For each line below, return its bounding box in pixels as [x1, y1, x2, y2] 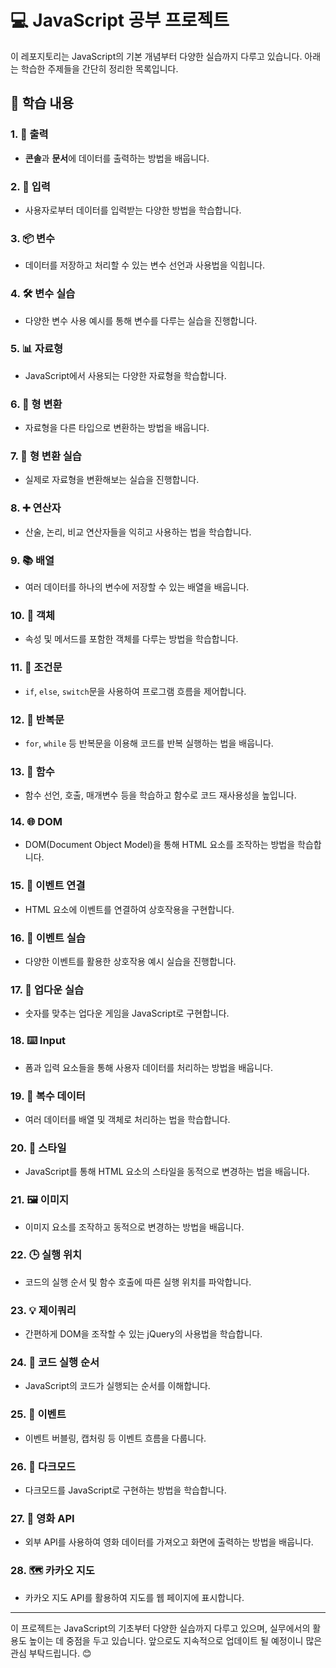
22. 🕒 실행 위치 [10, 1248, 82, 1262]
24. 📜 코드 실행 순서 [10, 1356, 100, 1370]
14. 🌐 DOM [10, 815, 63, 829]
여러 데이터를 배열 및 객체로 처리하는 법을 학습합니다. [24, 1113, 231, 1125]
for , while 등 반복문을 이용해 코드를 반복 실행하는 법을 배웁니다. [24, 737, 274, 749]
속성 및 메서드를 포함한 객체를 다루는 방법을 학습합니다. [24, 633, 239, 645]
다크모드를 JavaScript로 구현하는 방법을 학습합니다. [24, 1484, 227, 1496]
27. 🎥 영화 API [10, 1511, 75, 1525]
